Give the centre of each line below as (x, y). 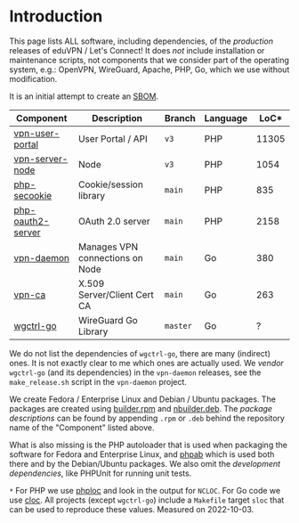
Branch (180, 118)
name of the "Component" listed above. (82, 427)
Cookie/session (111, 184)
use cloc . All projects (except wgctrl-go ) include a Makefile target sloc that (147, 500)
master (178, 326)
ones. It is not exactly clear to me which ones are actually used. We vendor (147, 363)
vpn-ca (30, 294)
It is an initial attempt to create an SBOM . (84, 96)
